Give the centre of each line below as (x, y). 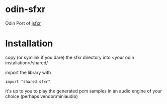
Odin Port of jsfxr (23, 23)
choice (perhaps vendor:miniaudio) (41, 96)
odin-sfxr (25, 9)
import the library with (28, 72)
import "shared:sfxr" (28, 81)
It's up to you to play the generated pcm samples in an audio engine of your (84, 91)
